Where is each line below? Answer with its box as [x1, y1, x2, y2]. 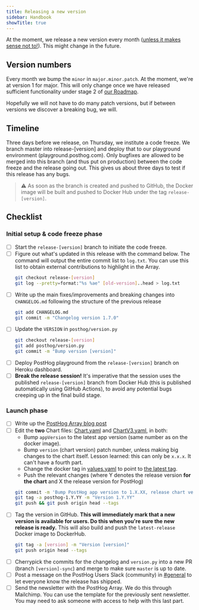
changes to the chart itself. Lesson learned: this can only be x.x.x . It [23, 452, 191, 459]
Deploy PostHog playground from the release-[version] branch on [14, 359, 179, 367]
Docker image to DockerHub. [14, 530, 86, 537]
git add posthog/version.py [14, 343, 84, 349]
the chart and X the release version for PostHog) [23, 477, 144, 485]
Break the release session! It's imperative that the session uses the [14, 373, 181, 380]
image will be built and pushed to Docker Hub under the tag [20, 189, 168, 195]
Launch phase [6, 406, 48, 415]
